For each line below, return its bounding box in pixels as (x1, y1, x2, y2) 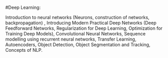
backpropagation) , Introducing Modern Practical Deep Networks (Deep (5, 20, 157, 26)
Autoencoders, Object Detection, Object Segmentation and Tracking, (5, 42, 151, 48)
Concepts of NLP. (5, 47, 43, 53)
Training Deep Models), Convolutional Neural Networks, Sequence (5, 31, 146, 36)
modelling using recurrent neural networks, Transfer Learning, (5, 36, 137, 42)
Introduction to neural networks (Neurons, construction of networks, (5, 14, 150, 20)
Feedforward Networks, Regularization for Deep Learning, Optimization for (5, 25, 163, 31)
